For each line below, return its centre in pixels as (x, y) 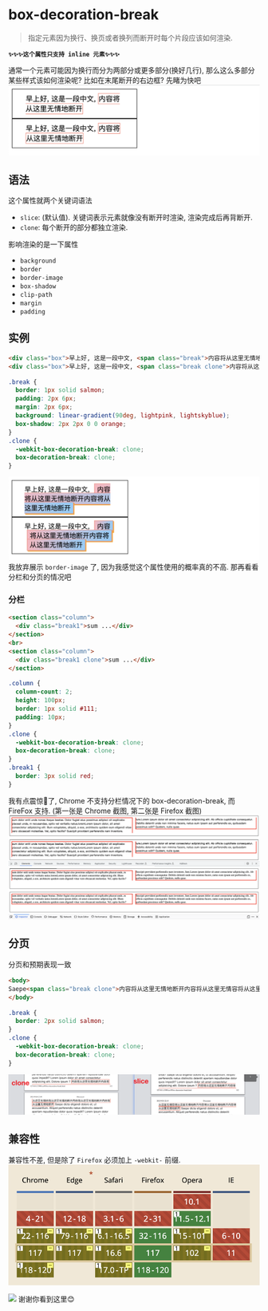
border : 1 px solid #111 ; (57, 709)
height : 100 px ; (41, 701)
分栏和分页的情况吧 (40, 577)
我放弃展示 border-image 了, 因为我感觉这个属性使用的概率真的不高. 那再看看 (134, 567)
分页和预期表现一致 (40, 964)
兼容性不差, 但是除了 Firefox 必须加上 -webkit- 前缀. (95, 1159)
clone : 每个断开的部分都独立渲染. (74, 227)
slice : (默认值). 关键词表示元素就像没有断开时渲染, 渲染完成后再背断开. (136, 217)
